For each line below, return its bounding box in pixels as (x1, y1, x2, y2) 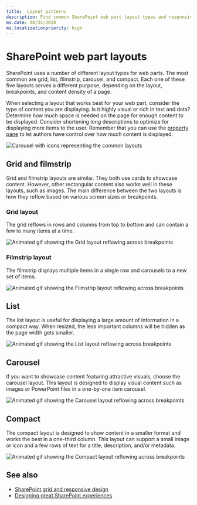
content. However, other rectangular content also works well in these (6, 181, 173, 187)
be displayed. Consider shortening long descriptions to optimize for (6, 118, 169, 125)
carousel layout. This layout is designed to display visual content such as (6, 379, 182, 387)
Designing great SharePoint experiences (14, 492, 113, 499)
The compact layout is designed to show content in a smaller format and (6, 429, 181, 436)
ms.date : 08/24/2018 (6, 19, 57, 25)
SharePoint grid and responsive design (14, 486, 108, 493)
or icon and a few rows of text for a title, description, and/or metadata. (6, 442, 176, 449)
